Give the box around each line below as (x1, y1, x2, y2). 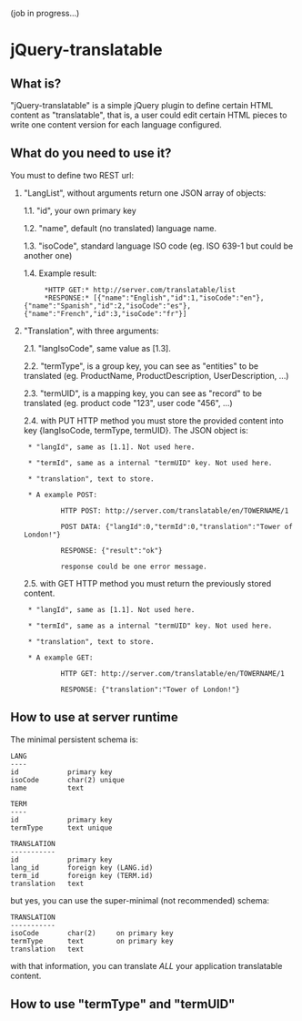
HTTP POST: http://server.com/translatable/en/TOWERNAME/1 (60, 505, 289, 516)
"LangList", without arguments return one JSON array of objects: (23, 187, 267, 199)
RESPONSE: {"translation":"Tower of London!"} (60, 685, 240, 694)
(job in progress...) (10, 8, 80, 18)
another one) (23, 250, 73, 260)
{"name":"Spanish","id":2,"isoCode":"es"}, (23, 301, 192, 311)
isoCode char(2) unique (10, 775, 126, 784)
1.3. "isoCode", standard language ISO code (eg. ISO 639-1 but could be (23, 240, 294, 251)
